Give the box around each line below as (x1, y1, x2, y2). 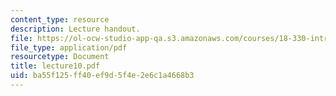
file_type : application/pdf (10, 42, 128, 53)
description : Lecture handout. (10, 24, 141, 34)
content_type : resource (10, 14, 110, 25)
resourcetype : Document (10, 52, 110, 62)
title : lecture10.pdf (10, 61, 101, 71)
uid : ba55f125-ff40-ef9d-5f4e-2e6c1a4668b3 (10, 71, 195, 81)
